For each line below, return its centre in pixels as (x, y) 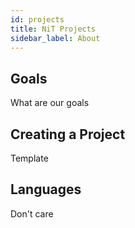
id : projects (37, 19)
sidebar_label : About (55, 38)
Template (29, 158)
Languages (46, 189)
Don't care (32, 213)
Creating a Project (68, 134)
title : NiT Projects (53, 29)
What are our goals (50, 103)
